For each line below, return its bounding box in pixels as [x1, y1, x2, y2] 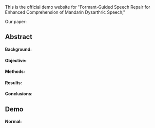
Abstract [5, 33, 33, 41]
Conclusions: [5, 91, 33, 97]
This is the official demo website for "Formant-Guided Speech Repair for [5, 4, 151, 10]
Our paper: [5, 19, 27, 24]
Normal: [5, 119, 22, 125]
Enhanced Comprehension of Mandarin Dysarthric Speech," [5, 9, 126, 15]
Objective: [5, 57, 27, 63]
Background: [5, 46, 32, 52]
